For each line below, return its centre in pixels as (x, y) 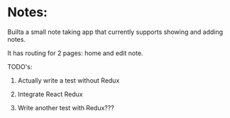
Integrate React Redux (50, 94)
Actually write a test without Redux (69, 80)
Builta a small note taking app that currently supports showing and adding (115, 32)
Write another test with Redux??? (66, 107)
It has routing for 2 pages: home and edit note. (75, 53)
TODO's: (20, 66)
